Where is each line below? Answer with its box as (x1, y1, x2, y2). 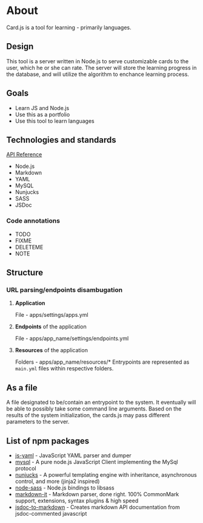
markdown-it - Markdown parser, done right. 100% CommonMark (15, 490, 179, 497)
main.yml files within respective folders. (15, 365, 114, 372)
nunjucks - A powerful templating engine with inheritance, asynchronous (15, 471, 197, 478)
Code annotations (6, 216, 61, 225)
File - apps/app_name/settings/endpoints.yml (15, 335, 129, 342)
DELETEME (15, 243, 44, 251)
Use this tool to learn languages (15, 117, 95, 125)
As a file (6, 383, 38, 393)
